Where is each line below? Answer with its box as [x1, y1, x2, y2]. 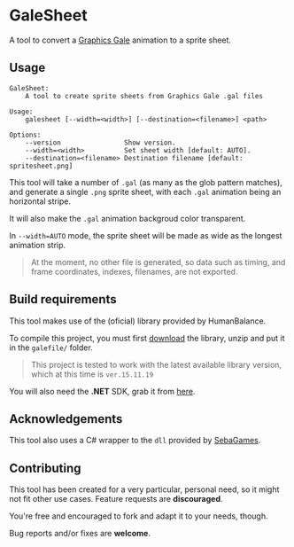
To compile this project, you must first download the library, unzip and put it [9, 332, 285, 343]
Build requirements [9, 292, 117, 307]
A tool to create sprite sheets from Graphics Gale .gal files [25, 91, 264, 100]
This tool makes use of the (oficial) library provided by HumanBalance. [9, 316, 267, 326]
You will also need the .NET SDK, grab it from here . [9, 386, 196, 396]
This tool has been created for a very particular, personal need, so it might [9, 484, 280, 495]
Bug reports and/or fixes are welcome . [9, 528, 151, 539]
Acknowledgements [9, 411, 123, 426]
